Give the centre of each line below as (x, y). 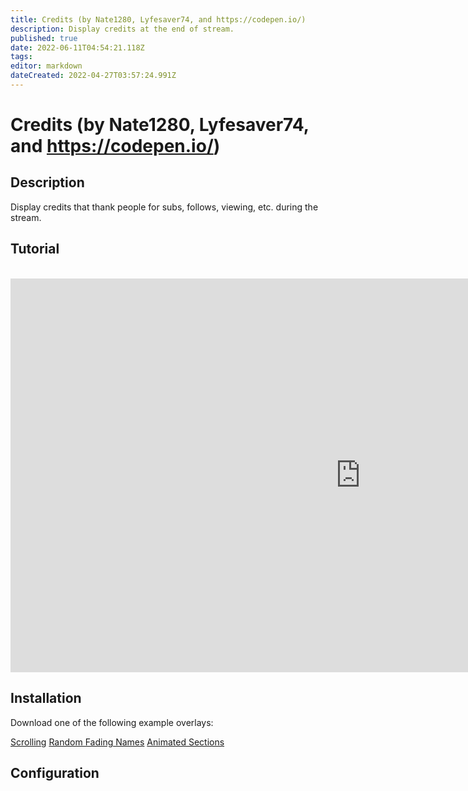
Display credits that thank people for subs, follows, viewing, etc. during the (164, 207)
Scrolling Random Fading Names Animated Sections (117, 742)
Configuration (55, 772)
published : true (44, 38)
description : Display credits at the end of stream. (122, 29)
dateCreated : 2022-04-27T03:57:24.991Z (93, 76)
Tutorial (35, 249)
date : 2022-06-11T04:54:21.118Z (77, 47)
